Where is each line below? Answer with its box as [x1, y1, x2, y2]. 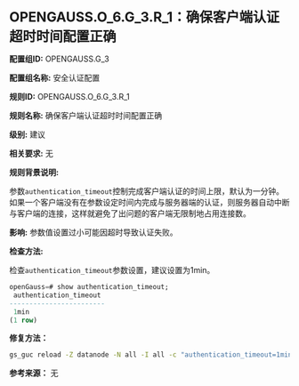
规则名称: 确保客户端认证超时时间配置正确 [9, 110, 163, 121]
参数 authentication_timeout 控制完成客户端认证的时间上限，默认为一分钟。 [9, 186, 285, 197]
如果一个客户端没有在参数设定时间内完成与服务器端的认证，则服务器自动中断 [9, 197, 290, 207]
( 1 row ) [9, 316, 38, 325]
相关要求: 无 [9, 149, 53, 158]
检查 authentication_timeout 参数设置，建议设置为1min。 [9, 265, 215, 275]
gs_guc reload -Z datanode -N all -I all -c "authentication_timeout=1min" [9, 350, 296, 359]
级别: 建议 [9, 129, 46, 140]
